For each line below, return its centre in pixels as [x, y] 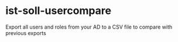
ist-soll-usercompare [59, 11]
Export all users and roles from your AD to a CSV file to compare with [89, 27]
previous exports [26, 33]
